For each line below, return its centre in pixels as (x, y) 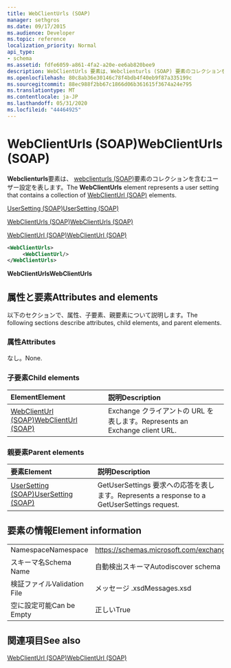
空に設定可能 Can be (43, 605)
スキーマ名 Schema (41, 562)
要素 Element (31, 472)
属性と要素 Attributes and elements (82, 297)
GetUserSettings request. (139, 504)
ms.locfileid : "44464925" (44, 110)
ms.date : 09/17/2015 (37, 26)
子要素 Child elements (44, 378)
